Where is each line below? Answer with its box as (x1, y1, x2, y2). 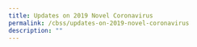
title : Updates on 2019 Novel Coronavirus (8, 11, 153, 20)
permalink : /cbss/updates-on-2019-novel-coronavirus (8, 19, 190, 27)
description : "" (8, 26, 63, 34)
